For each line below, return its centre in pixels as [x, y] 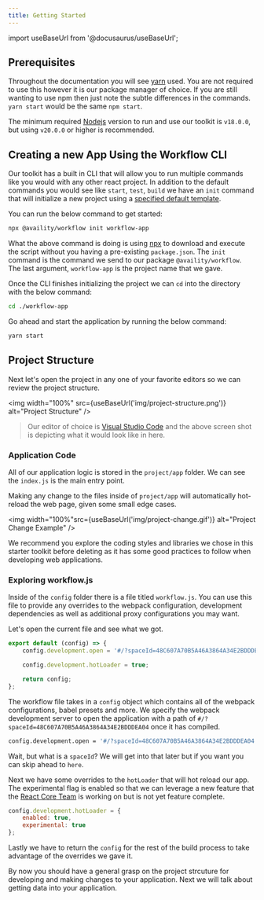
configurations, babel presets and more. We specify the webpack [114, 710]
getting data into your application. [63, 888]
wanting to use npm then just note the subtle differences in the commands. [130, 98]
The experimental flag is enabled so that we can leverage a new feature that [131, 788]
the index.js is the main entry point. [67, 480]
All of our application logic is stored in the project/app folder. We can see [127, 472]
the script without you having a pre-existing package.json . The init [117, 252]
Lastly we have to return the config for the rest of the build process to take [129, 848]
